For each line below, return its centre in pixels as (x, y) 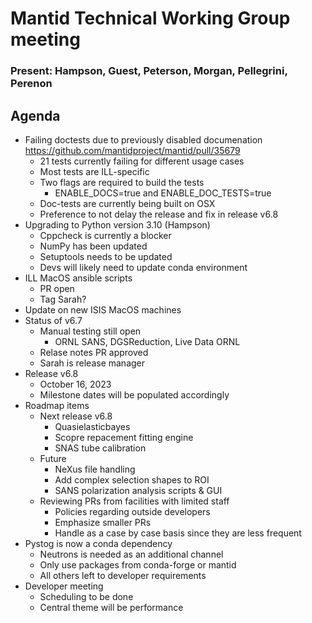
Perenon (31, 84)
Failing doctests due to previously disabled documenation (143, 139)
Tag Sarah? (63, 299)
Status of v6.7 (53, 320)
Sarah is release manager (92, 363)
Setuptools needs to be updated (106, 256)
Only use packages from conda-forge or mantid (138, 564)
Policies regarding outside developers (132, 511)
